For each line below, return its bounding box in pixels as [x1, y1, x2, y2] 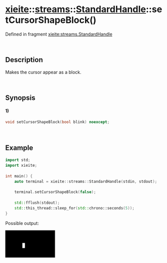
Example [5, 143, 33, 152]
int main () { [5, 173, 33, 178]
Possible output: [5, 220, 39, 226]
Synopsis [5, 94, 35, 102]
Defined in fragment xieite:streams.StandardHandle [5, 31, 113, 37]
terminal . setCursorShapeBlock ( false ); [14, 190, 96, 195]
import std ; [5, 158, 30, 163]
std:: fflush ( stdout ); [14, 200, 60, 206]
